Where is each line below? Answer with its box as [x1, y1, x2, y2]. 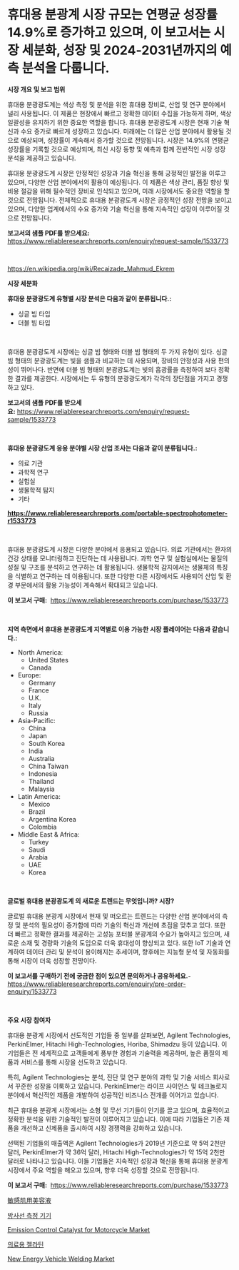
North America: [17, 647, 63, 657]
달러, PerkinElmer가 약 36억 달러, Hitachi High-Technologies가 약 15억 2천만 [7, 1147, 225, 1156]
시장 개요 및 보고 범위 [7, 85, 66, 94]
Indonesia [28, 769, 58, 778]
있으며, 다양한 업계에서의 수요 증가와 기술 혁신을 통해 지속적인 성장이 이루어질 [7, 204, 223, 213]
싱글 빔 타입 [17, 309, 51, 318]
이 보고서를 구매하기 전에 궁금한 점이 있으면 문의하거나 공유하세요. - [7, 972, 191, 980]
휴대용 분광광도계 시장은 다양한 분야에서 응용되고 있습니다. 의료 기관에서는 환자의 [7, 545, 233, 553]
